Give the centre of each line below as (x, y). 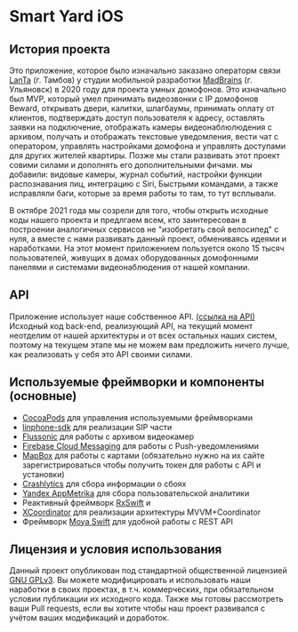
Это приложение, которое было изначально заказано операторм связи (145, 70)
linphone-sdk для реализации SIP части (97, 427)
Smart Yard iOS (67, 16)
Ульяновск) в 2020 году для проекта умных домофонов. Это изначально (148, 89)
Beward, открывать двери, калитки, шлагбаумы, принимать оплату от (142, 108)
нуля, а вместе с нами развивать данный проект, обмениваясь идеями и (148, 239)
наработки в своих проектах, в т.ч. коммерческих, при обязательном (141, 589)
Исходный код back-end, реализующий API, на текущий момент (131, 325)
